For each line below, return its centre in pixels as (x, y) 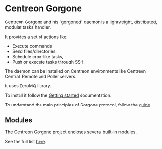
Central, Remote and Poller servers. (41, 76)
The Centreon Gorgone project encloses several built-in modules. (71, 132)
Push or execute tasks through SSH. (49, 62)
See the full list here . (26, 141)
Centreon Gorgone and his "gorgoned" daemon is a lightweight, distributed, (81, 22)
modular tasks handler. (28, 27)
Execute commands (32, 46)
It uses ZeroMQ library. (28, 85)
